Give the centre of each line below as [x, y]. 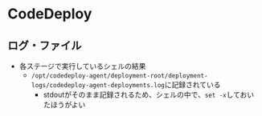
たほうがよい [64, 104]
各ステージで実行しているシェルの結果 [82, 66]
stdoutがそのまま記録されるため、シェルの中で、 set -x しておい [149, 94]
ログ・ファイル [45, 45]
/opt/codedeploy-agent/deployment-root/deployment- [119, 76]
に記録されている [193, 84]
